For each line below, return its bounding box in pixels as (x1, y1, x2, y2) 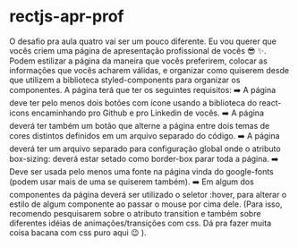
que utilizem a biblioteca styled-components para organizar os (9, 74, 241, 85)
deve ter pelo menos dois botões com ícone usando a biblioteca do (9, 97, 258, 108)
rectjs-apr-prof (9, 6, 124, 27)
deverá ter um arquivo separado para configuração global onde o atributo (9, 143, 281, 154)
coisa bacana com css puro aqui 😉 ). (9, 226, 147, 238)
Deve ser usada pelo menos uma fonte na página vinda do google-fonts (9, 166, 275, 176)
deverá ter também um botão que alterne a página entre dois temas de (9, 120, 270, 131)
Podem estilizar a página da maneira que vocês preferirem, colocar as (9, 55, 268, 66)
